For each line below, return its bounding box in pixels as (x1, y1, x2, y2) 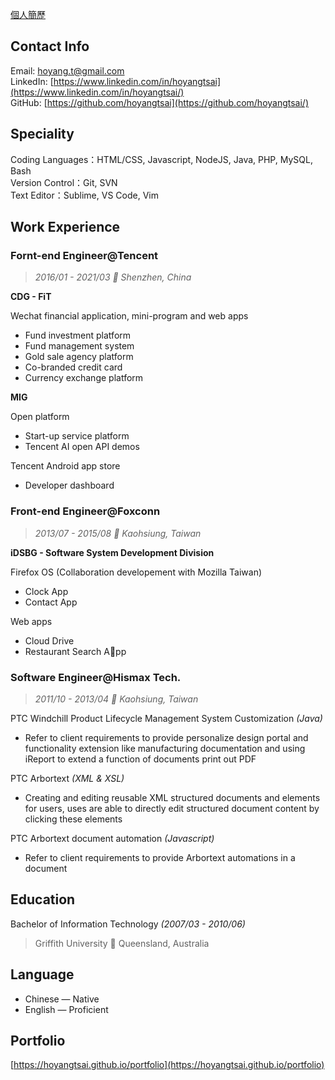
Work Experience (10, 219, 121, 236)
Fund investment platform (24, 329, 132, 342)
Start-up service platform (24, 430, 130, 442)
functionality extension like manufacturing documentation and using (24, 742, 306, 754)
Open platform (10, 411, 70, 423)
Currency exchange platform (24, 372, 144, 384)
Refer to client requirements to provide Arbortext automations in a (24, 851, 296, 863)
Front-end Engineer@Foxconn (10, 504, 161, 518)
